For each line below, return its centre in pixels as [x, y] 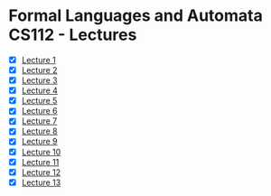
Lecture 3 [39, 80]
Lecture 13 [41, 182]
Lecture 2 [39, 70]
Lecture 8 [39, 131]
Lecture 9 [39, 142]
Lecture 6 [39, 111]
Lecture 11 [40, 162]
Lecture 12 [41, 172]
